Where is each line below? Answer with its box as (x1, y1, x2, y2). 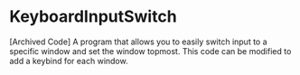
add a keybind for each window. (9, 55, 128, 66)
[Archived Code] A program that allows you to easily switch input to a (9, 36, 268, 47)
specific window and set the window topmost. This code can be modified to (9, 45, 292, 56)
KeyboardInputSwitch (9, 6, 178, 27)
